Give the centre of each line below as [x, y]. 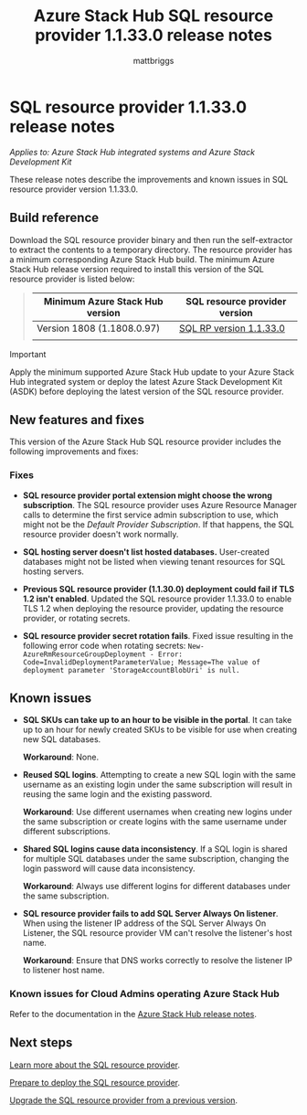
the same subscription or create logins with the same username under [155, 822]
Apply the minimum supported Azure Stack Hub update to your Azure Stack [152, 372]
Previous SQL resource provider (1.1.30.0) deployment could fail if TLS [159, 589]
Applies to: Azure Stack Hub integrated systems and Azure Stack [132, 152]
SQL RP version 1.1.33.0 [233, 328]
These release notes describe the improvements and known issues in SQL [149, 179]
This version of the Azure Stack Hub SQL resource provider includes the [145, 442]
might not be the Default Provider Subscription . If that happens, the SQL [158, 524]
